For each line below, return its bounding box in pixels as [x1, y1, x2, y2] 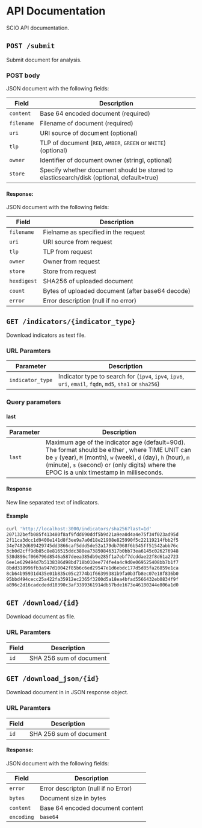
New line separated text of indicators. [6, 498, 99, 506]
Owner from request [43, 257, 100, 266]
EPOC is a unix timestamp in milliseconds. [45, 468, 164, 477]
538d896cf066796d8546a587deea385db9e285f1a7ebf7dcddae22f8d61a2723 [6, 554, 179, 560]
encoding [9, 814, 34, 820]
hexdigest [9, 278, 37, 284]
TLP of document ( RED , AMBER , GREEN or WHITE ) [40, 139, 167, 147]
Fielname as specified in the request [43, 228, 145, 236]
